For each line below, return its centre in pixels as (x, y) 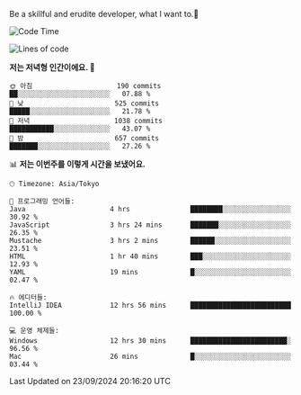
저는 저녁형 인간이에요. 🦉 (53, 67)
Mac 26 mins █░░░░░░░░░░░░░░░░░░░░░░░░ (150, 356)
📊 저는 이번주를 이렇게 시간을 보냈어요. (78, 164)
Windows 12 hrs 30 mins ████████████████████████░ (150, 341)
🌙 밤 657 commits (84, 139)
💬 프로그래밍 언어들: (42, 202)
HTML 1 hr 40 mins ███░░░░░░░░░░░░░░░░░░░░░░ (150, 256)
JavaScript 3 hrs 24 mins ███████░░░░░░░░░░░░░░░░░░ (150, 225)
